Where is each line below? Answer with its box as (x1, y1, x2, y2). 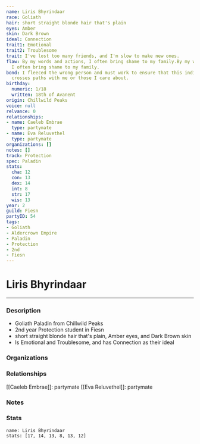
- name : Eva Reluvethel (6, 130, 65, 137)
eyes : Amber (6, 25, 36, 32)
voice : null (6, 102, 36, 109)
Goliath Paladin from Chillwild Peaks (14, 320, 104, 327)
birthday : (6, 81, 31, 87)
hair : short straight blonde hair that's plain (6, 20, 127, 26)
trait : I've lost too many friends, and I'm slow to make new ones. (6, 53, 180, 59)
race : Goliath (6, 14, 42, 20)
